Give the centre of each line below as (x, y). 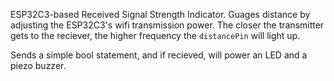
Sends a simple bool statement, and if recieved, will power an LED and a (159, 55)
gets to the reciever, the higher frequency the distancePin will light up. (155, 35)
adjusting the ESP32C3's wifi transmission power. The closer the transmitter (167, 25)
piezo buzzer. (38, 65)
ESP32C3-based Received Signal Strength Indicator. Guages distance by (160, 14)
